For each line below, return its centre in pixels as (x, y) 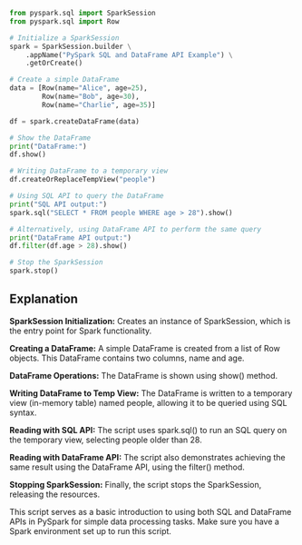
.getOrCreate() (54, 64)
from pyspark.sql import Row (64, 21)
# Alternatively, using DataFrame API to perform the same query (135, 229)
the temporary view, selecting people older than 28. (106, 440)
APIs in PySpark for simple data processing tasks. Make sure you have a (144, 521)
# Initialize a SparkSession (64, 38)
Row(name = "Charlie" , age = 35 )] (99, 104)
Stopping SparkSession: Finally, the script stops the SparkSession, (136, 484)
